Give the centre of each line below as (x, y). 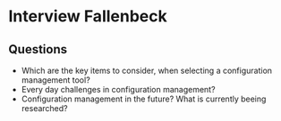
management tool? (55, 80)
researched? (44, 108)
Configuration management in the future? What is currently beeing (144, 99)
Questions (38, 49)
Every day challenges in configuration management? (118, 89)
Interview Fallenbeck (88, 16)
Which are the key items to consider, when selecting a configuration (147, 70)
